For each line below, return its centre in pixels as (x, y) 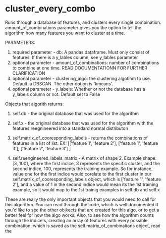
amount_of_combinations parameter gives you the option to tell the (73, 27)
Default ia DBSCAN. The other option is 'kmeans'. (63, 84)
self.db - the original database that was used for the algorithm (75, 113)
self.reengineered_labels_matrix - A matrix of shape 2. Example (77, 158)
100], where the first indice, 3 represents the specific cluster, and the (89, 163)
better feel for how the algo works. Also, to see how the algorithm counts (80, 215)
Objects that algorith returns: (34, 104)
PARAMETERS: (20, 42)
